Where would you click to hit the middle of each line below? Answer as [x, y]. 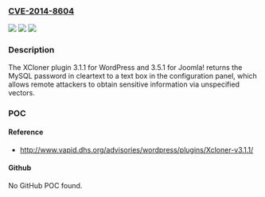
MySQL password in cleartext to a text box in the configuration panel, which [132, 75]
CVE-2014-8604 [41, 11]
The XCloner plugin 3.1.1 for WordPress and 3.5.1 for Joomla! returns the [125, 67]
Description [31, 50]
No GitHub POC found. [45, 185]
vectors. [22, 92]
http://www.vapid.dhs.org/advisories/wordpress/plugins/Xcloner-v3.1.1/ [136, 149]
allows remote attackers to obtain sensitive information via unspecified [124, 84]
